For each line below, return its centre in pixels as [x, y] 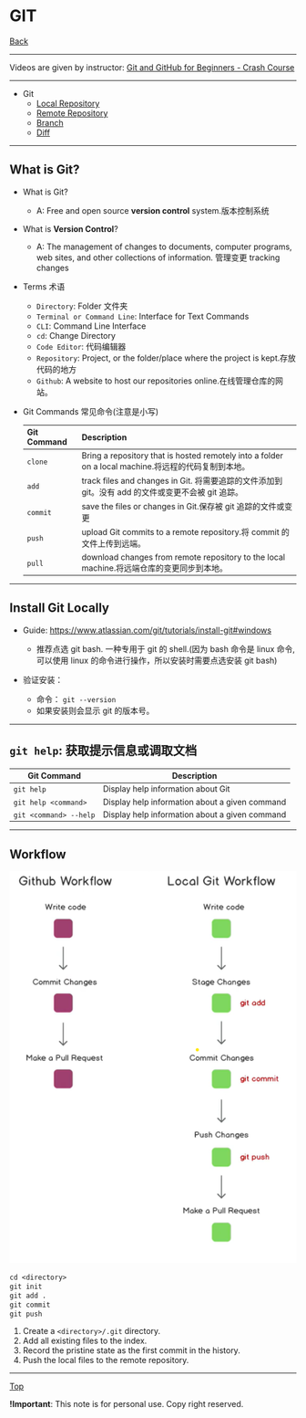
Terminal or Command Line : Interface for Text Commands [143, 316]
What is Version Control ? [70, 228]
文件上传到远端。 [113, 543]
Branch [50, 122]
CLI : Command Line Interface [91, 326]
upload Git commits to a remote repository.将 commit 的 [185, 532]
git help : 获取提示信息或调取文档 [103, 751]
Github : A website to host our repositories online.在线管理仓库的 [156, 381]
